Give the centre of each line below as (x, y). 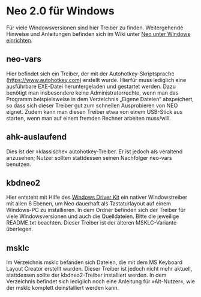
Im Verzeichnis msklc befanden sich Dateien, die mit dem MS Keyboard (94, 262)
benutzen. (19, 164)
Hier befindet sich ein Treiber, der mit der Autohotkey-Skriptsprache (90, 74)
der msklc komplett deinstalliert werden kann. (62, 288)
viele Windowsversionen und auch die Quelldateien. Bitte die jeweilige (93, 216)
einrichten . (19, 40)
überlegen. (20, 229)
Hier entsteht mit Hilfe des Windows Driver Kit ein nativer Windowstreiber (97, 197)
